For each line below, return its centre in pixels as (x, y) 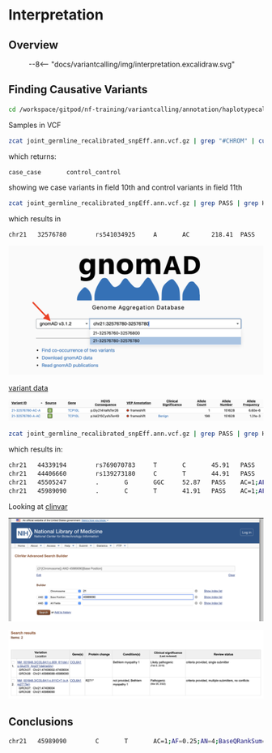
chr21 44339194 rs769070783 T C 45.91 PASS (132, 465)
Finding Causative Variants (78, 90)
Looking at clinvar (38, 506)
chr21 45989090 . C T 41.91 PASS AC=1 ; (134, 491)
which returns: (32, 156)
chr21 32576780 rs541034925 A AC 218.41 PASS (132, 235)
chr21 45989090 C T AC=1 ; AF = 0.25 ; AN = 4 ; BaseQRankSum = (137, 742)
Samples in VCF (35, 125)
